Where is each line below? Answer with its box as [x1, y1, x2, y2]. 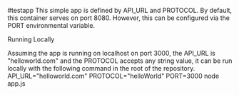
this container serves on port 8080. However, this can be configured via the [7, 14, 230, 22]
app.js [7, 79, 26, 88]
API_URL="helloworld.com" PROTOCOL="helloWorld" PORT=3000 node [7, 71, 220, 80]
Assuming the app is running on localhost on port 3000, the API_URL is [7, 49, 215, 57]
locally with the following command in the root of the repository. [7, 64, 195, 72]
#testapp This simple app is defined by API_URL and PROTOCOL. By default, [7, 6, 233, 14]
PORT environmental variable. [7, 21, 95, 29]
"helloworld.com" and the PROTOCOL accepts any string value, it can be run [7, 56, 233, 65]
